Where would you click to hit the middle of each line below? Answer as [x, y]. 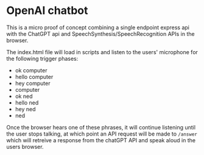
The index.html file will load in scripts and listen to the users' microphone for [102, 52]
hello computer [34, 77]
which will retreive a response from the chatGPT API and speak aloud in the [101, 140]
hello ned [27, 102]
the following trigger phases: [42, 58]
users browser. [25, 146]
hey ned [25, 109]
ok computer [31, 70]
